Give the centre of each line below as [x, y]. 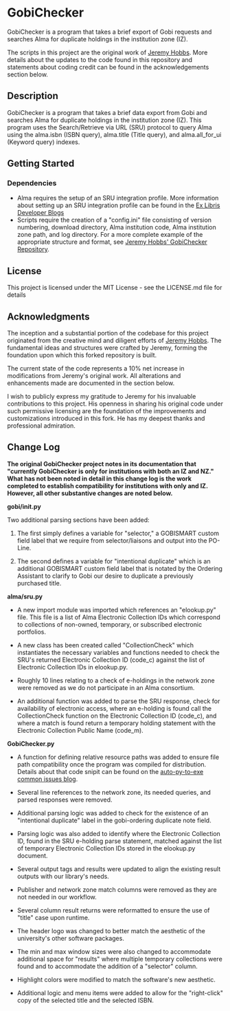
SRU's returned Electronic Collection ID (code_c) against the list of [111, 660]
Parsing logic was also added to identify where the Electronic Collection [119, 833]
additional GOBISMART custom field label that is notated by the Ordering [120, 568]
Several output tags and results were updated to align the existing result [119, 868]
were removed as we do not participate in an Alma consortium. [106, 687]
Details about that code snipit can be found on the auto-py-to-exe [110, 771]
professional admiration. [41, 426]
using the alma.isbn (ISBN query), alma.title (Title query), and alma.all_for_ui [114, 134]
